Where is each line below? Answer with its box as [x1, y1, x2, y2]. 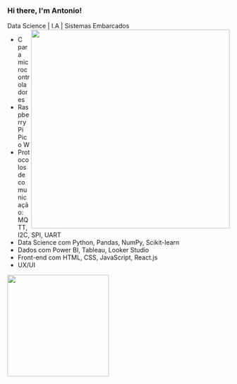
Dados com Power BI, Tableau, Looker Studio [17, 246, 150, 255]
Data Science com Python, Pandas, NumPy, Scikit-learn [17, 238, 180, 247]
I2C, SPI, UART [17, 231, 61, 239]
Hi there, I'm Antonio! [7, 6, 83, 16]
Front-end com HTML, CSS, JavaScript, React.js [17, 253, 158, 262]
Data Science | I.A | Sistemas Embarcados [7, 22, 130, 30]
